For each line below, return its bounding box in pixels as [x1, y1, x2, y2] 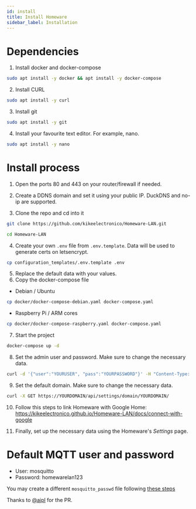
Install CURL [15, 86, 46, 93]
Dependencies [6, 45, 79, 58]
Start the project [15, 332, 55, 339]
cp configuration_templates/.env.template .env [6, 259, 125, 266]
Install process [6, 161, 80, 174]
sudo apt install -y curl [6, 97, 70, 103]
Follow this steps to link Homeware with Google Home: [15, 403, 147, 410]
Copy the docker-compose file [15, 276, 90, 283]
